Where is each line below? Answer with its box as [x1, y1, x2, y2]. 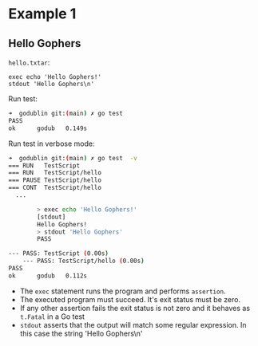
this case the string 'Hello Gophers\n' [19, 328, 143, 338]
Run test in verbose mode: [8, 139, 95, 148]
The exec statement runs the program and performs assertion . [19, 286, 226, 296]
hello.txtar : [8, 57, 50, 67]
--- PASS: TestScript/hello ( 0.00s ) [22, 257, 145, 265]
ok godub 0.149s [8, 124, 88, 132]
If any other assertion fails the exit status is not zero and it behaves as [19, 303, 250, 313]
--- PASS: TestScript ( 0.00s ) [8, 250, 109, 258]
